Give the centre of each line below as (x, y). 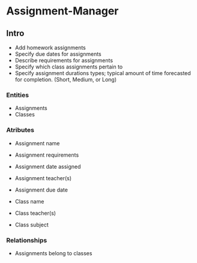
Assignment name (37, 143)
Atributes (20, 130)
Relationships (27, 240)
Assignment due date (41, 190)
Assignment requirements (47, 155)
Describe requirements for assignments (64, 60)
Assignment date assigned (48, 166)
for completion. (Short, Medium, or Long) (66, 80)
